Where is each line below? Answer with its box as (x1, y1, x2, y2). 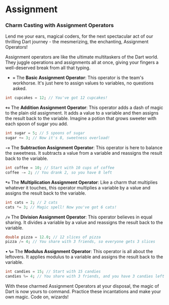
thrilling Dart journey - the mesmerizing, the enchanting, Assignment (5, 39, 149, 45)
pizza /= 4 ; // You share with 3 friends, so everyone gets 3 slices (5, 239, 156, 244)
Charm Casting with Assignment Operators (5, 22, 114, 29)
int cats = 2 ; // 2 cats (5, 200, 58, 205)
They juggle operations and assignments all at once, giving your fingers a (5, 60, 159, 66)
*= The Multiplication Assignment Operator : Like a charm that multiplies (5, 179, 158, 185)
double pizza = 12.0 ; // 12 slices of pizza (5, 234, 101, 240)
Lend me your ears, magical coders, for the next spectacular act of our (5, 33, 153, 39)
